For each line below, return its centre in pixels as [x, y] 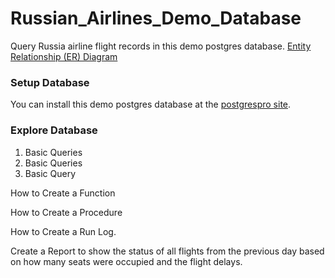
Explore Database [54, 130]
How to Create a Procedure [66, 212]
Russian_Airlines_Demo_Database [156, 18]
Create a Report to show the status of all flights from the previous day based [167, 251]
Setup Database [50, 82]
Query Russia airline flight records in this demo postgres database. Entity [161, 46]
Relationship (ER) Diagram [64, 56]
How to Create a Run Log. [63, 231]
